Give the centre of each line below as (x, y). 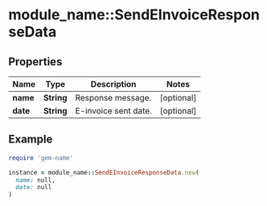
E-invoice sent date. (114, 111)
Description (113, 84)
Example (31, 140)
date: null (34, 187)
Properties (35, 62)
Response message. (113, 98)
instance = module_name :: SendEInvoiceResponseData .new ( (104, 172)
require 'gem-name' (41, 158)
